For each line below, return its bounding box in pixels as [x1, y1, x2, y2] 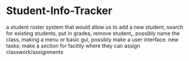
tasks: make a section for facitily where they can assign [6, 42, 140, 49]
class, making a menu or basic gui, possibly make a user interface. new [6, 36, 179, 43]
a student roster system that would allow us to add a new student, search [6, 23, 184, 30]
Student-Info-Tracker [6, 4, 113, 18]
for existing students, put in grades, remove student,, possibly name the [6, 29, 180, 36]
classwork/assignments [6, 48, 63, 55]
